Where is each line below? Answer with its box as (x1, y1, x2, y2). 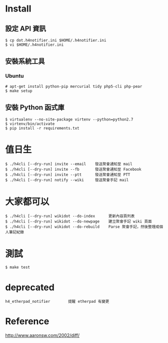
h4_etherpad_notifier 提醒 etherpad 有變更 (5, 299, 109, 304)
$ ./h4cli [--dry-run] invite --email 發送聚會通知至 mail (5, 162, 133, 167)
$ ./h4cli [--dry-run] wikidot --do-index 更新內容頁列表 (5, 214, 135, 219)
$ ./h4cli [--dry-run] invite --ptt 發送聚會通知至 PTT (5, 172, 130, 177)
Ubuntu (5, 72, 24, 79)
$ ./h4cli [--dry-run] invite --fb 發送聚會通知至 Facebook (5, 167, 142, 172)
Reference (5, 316, 49, 327)
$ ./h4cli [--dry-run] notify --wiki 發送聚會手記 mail (5, 178, 129, 183)
